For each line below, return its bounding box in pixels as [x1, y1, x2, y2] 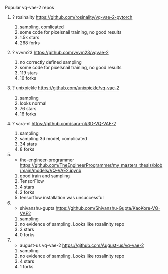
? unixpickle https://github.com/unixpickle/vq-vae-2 [12, 85, 120, 91]
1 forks [19, 264, 34, 269]
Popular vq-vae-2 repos [5, 5, 55, 10]
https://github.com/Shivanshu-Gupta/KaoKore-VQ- [55, 205, 161, 211]
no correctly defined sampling [19, 59, 82, 65]
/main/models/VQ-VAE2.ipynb [19, 168, 82, 173]
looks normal [19, 100, 47, 106]
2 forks [19, 189, 35, 195]
